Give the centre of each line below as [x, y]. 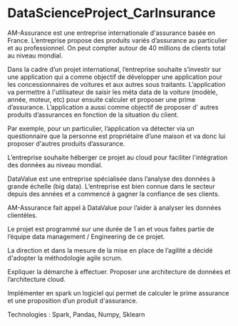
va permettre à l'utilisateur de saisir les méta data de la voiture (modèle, [113, 92]
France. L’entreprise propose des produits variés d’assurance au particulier [118, 40]
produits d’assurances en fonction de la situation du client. [93, 115]
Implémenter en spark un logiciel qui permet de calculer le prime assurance [118, 293]
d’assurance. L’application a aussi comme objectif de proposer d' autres [113, 107]
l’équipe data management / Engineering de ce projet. [86, 236]
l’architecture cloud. [37, 279]
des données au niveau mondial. [55, 164]
